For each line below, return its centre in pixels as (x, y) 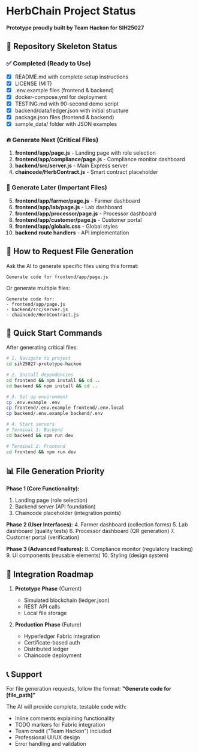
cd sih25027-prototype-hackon (44, 364)
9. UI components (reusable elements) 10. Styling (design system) (88, 555)
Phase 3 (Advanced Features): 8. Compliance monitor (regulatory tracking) (100, 549)
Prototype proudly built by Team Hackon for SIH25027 (75, 28)
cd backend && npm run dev (40, 435)
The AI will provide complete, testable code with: (67, 707)
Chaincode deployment (53, 655)
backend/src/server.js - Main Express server (71, 165)
